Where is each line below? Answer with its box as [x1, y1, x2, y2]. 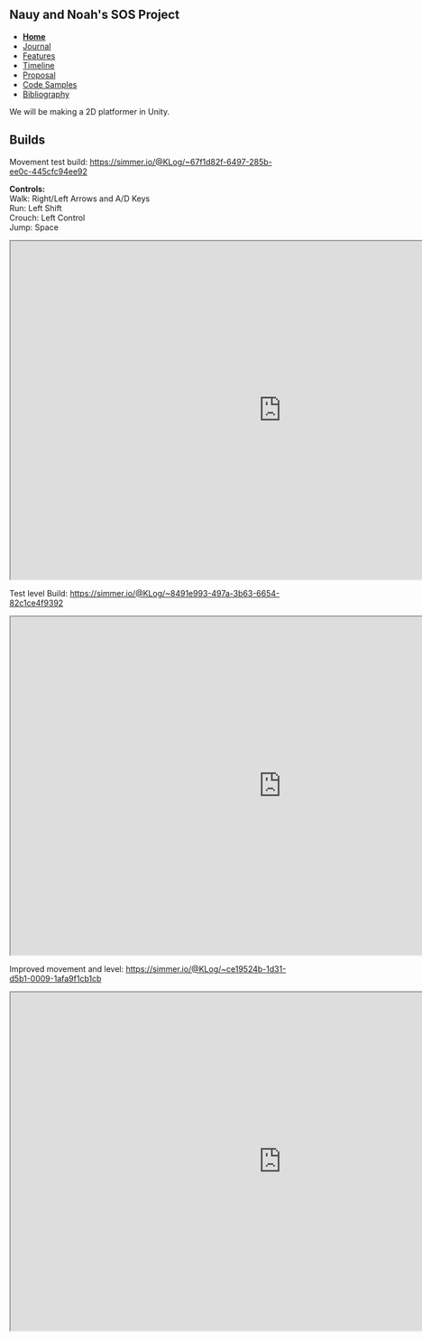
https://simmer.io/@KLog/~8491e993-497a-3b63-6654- [69, 587, 280, 598]
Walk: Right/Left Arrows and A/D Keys [9, 193, 151, 204]
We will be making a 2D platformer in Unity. [9, 106, 170, 116]
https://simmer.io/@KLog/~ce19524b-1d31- [125, 963, 287, 974]
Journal [22, 41, 51, 51]
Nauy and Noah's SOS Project [9, 7, 180, 23]
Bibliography [22, 88, 70, 99]
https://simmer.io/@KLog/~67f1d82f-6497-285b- [89, 156, 272, 167]
